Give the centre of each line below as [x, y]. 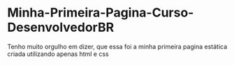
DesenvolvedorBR [61, 27]
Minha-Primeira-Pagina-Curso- [101, 13]
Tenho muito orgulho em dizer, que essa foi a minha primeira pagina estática [117, 46]
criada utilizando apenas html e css [58, 54]
